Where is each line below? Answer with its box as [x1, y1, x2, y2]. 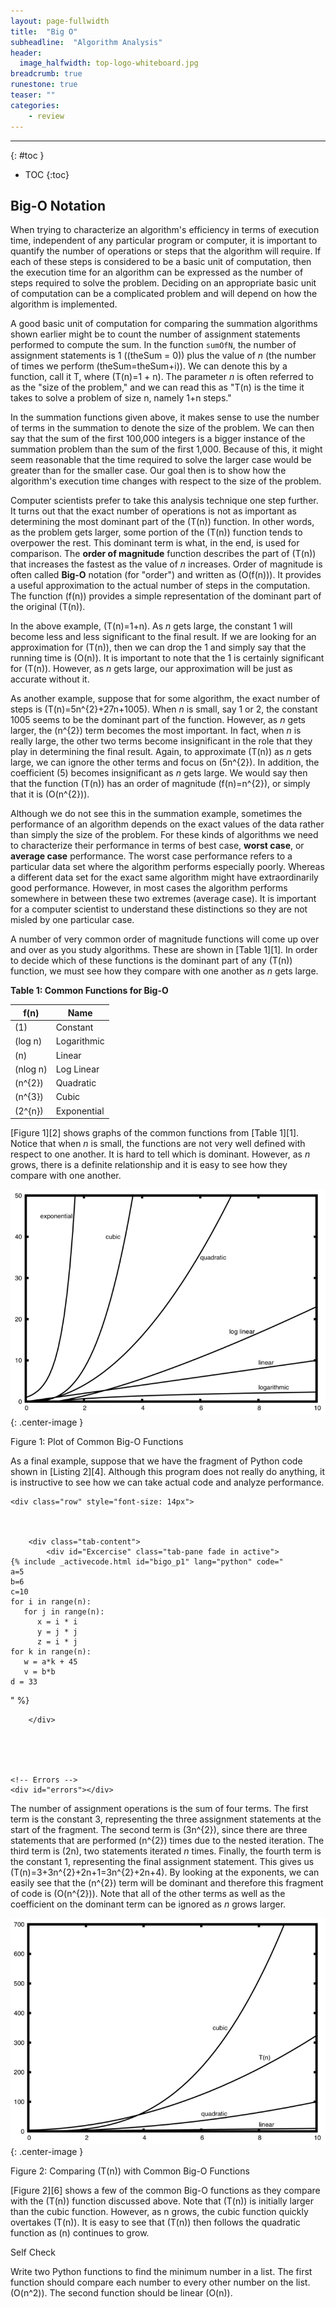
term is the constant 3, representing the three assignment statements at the [10, 1813, 322, 1825]
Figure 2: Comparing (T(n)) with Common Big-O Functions [10, 2165, 250, 2177]
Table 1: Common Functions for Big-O [10, 985, 169, 997]
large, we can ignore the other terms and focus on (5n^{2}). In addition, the [10, 756, 320, 769]
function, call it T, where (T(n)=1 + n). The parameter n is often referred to [10, 371, 314, 383]
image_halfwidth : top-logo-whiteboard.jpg [19, 58, 199, 69]
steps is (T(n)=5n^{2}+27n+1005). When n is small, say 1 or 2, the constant [10, 703, 318, 715]
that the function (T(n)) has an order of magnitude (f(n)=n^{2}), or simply [10, 778, 311, 790]
